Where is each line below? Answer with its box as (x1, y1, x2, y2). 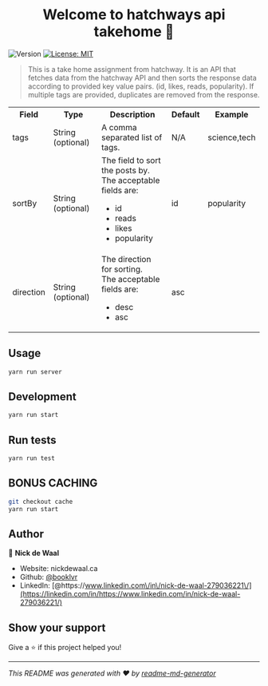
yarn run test (8, 454, 56, 462)
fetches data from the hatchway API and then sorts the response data (27, 73, 257, 82)
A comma (100, 121, 137, 133)
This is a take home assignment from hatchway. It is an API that (27, 64, 237, 73)
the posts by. (100, 165, 150, 176)
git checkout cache (8, 498, 73, 506)
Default (171, 109, 200, 120)
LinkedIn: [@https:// (19, 581, 85, 590)
